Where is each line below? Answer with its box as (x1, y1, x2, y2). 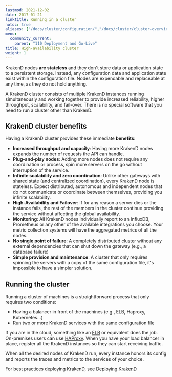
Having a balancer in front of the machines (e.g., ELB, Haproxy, (12, 309, 146, 315)
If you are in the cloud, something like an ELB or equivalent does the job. (5, 330, 158, 336)
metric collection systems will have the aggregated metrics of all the (12, 227, 157, 233)
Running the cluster (5, 280, 70, 288)
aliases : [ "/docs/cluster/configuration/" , (5, 27, 100, 32)
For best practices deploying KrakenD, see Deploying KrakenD (5, 366, 137, 372)
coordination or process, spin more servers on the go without (12, 162, 142, 168)
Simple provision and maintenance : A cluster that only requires (12, 254, 148, 260)
